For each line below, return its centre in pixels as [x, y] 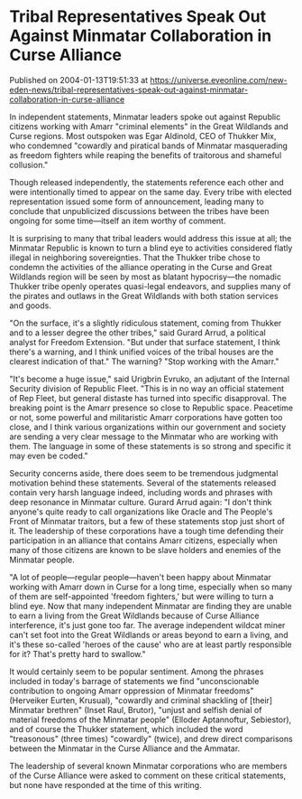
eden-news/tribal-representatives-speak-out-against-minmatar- [129, 89]
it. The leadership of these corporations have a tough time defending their [146, 531]
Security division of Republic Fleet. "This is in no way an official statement [147, 388]
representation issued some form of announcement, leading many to [137, 202]
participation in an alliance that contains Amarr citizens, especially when [143, 540]
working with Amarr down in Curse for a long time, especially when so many [151, 587]
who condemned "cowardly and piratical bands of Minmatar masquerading [149, 146]
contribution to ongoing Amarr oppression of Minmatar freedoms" [132, 691]
